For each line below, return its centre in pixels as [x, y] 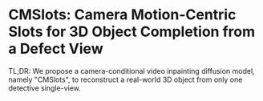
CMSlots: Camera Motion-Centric [122, 15]
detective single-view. [45, 88]
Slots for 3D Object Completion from [131, 32]
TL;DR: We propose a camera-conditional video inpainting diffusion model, [131, 71]
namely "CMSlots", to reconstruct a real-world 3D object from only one [125, 79]
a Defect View [56, 49]
